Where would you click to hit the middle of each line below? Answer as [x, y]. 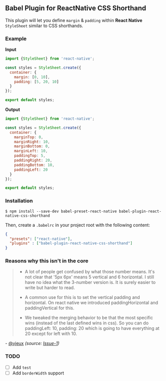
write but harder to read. [50, 288]
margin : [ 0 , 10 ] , [32, 77]
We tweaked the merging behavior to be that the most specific [89, 318]
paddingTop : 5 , [30, 156]
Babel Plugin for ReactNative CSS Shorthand [76, 8]
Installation [19, 201]
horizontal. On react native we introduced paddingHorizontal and [91, 303]
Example [16, 39]
